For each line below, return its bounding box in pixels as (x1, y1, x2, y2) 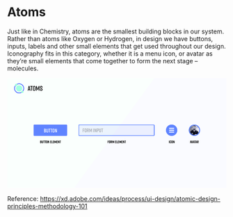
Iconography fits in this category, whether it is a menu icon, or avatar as (7, 49, 214, 58)
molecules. (7, 64, 39, 72)
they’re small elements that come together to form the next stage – (7, 56, 198, 65)
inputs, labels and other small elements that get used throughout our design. (7, 42, 226, 50)
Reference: (7, 194, 39, 202)
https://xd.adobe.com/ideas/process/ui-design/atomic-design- (40, 194, 220, 202)
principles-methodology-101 (7, 202, 88, 210)
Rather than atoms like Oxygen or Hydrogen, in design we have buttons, (7, 34, 214, 42)
